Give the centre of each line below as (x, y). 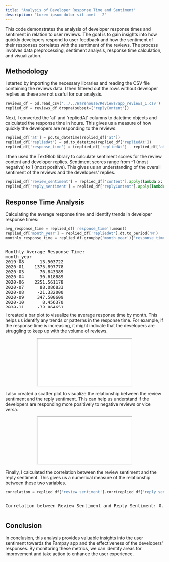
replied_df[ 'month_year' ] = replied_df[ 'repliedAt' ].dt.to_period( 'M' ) (82, 233)
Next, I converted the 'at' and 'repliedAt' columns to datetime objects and (81, 118)
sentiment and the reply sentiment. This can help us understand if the (77, 399)
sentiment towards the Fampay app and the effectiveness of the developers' (84, 543)
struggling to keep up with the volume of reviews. (57, 331)
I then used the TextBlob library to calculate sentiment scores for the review (84, 156)
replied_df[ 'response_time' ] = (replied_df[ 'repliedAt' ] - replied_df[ (82, 147)
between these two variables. (36, 483)
